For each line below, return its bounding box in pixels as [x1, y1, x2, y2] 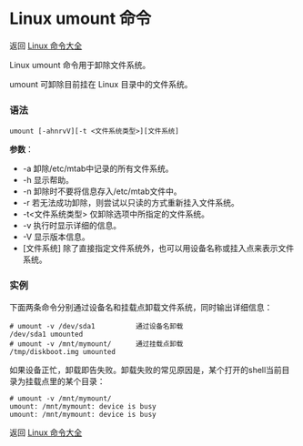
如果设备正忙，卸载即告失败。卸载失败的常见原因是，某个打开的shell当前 [9, 364, 282, 375]
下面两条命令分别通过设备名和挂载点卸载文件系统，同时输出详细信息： [9, 301, 273, 312]
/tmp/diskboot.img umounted [9, 347, 116, 356]
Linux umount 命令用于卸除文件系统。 [9, 59, 151, 70]
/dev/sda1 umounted [9, 329, 84, 339]
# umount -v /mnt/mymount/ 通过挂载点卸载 [9, 339, 184, 349]
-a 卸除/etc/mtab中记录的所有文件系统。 [22, 163, 175, 174]
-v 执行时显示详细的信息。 [22, 220, 122, 231]
